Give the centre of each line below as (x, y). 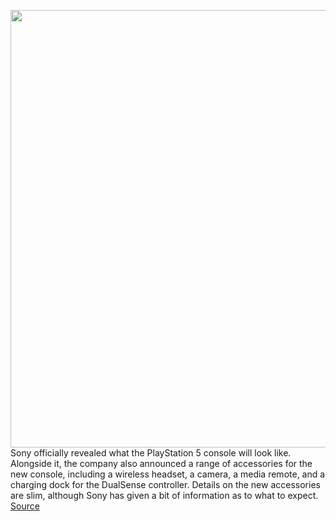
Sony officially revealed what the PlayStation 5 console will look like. (151, 453)
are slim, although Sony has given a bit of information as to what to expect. (164, 495)
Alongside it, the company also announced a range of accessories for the (161, 463)
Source (25, 506)
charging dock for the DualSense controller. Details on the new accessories (165, 484)
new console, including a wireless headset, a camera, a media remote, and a (168, 474)
